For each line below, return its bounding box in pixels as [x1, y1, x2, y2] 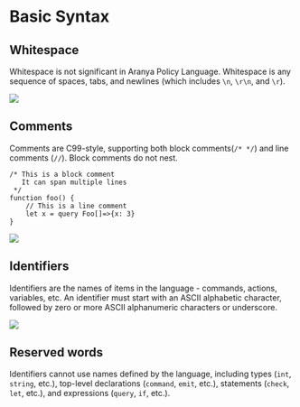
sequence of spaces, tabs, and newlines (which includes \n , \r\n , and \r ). [9, 76, 286, 87]
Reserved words [9, 345, 104, 360]
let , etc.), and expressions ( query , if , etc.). [9, 388, 171, 399]
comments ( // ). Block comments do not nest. [9, 152, 178, 163]
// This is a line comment [25, 201, 127, 210]
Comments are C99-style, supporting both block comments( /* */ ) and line [9, 143, 289, 153]
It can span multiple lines [21, 178, 127, 187]
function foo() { [9, 193, 75, 202]
